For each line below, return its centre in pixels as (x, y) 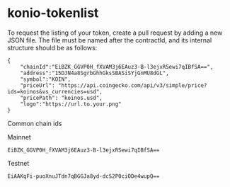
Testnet (18, 163)
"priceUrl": (38, 85)
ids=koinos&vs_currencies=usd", (55, 91)
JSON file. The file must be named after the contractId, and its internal (110, 40)
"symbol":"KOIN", (46, 79)
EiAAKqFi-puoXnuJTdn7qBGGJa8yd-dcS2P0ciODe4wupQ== (84, 176)
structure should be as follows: (52, 47)
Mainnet (19, 137)
